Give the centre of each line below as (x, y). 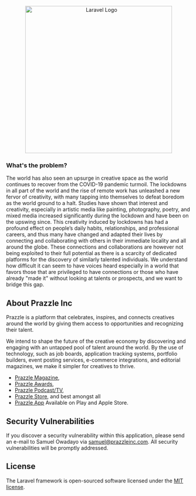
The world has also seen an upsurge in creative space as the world (87, 178)
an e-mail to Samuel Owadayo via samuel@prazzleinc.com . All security (92, 441)
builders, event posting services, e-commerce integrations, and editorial (93, 360)
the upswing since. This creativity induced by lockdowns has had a (87, 222)
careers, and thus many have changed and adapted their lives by (85, 234)
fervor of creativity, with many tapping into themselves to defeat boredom (95, 197)
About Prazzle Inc (39, 303)
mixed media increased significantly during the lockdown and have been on (97, 216)
